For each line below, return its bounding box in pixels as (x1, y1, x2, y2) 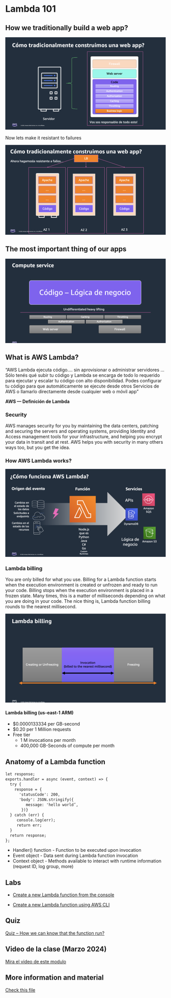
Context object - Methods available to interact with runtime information (12, 858, 162, 864)
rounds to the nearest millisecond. (5, 604, 77, 610)
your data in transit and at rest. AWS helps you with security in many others (5, 439, 163, 445)
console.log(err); (16, 818, 56, 823)
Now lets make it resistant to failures (5, 134, 81, 141)
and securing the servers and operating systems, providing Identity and (5, 428, 155, 434)
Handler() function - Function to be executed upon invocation (12, 847, 141, 853)
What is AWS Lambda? (5, 353, 79, 362)
